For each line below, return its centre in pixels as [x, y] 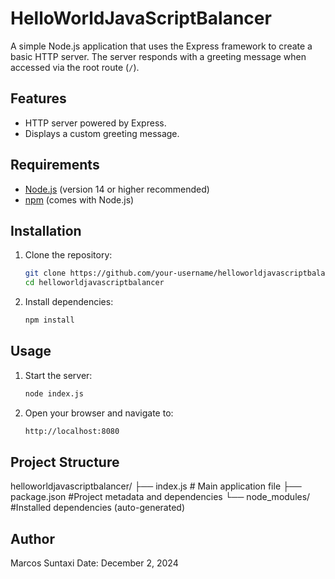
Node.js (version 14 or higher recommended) [117, 189]
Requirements [55, 165]
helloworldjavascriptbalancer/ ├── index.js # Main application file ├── [156, 486]
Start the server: [58, 375]
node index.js [54, 393]
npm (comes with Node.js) [79, 199]
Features [38, 98]
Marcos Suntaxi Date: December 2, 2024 [94, 563]
